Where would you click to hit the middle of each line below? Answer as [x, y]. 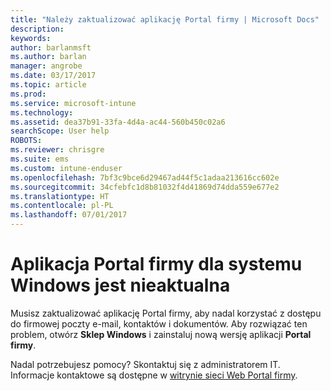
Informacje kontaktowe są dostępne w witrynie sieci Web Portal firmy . [154, 375]
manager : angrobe [46, 66]
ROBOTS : [26, 141]
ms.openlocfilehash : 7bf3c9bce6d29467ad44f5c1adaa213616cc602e [145, 177]
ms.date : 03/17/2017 [53, 76]
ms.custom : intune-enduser [66, 168]
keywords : [31, 38]
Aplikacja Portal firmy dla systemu [156, 264]
